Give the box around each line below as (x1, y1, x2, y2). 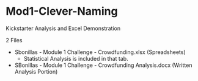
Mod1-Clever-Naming (5, 4, 118, 18)
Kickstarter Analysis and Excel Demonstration (5, 25, 120, 32)
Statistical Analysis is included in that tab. (23, 55, 129, 62)
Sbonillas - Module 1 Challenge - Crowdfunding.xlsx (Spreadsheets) (14, 48, 186, 56)
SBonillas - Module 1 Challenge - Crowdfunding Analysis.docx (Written (14, 61, 193, 69)
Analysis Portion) (14, 67, 58, 75)
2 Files (5, 36, 23, 44)
